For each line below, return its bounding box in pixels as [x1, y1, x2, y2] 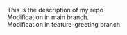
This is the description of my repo [7, 6, 104, 14]
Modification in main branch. [7, 13, 89, 21]
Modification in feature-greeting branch [7, 21, 121, 28]
